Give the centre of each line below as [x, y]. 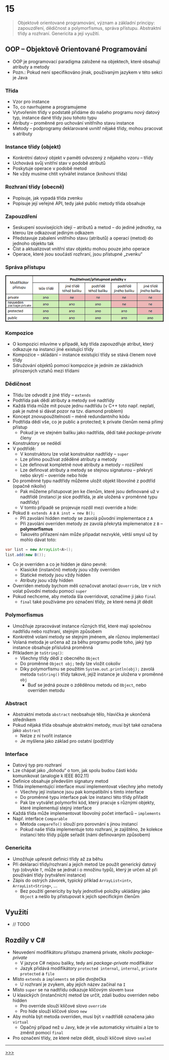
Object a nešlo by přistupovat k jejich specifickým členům [80, 896]
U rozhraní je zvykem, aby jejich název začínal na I [73, 984]
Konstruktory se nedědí [37, 443]
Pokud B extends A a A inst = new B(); [54, 513]
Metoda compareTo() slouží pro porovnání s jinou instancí [79, 824]
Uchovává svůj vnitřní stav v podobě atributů [59, 163]
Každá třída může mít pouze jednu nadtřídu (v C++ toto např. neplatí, [84, 405]
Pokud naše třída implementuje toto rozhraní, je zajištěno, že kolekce [91, 830]
